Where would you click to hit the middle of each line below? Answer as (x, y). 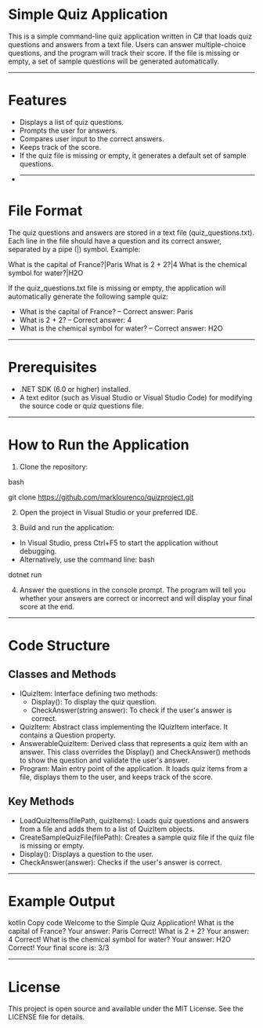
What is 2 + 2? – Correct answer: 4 (76, 320)
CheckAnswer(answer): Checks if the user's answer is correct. (121, 862)
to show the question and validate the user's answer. (104, 760)
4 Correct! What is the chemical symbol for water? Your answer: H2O (119, 939)
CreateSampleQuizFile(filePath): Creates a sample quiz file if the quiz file (137, 837)
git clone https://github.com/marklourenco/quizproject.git (101, 497)
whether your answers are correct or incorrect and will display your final (136, 598)
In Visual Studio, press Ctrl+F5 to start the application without (119, 543)
